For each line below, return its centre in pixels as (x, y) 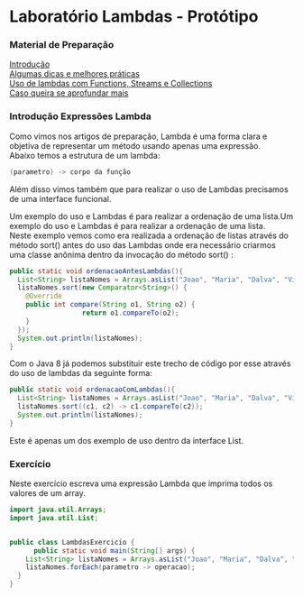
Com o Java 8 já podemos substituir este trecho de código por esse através (150, 363)
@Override (44, 296)
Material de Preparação (62, 45)
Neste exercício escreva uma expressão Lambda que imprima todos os (141, 483)
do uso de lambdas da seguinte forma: (81, 373)
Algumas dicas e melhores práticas (74, 74)
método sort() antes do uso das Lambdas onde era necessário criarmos (143, 244)
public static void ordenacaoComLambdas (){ (92, 390)
